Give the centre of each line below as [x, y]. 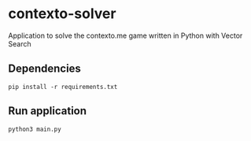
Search [20, 43]
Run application [48, 111]
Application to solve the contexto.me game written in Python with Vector [125, 35]
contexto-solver [62, 14]
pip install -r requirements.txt [63, 87]
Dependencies [44, 69]
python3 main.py [35, 129]
